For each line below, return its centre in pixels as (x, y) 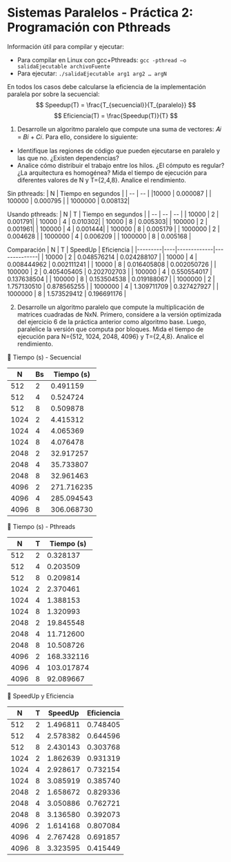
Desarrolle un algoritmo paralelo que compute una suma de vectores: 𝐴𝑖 (119, 129)
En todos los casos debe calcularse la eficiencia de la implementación (107, 86)
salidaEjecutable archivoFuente (63, 66)
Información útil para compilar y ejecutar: (66, 46)
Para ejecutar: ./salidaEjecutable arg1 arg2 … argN (92, 73)
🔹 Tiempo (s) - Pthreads (41, 526)
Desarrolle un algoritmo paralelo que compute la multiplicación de (111, 307)
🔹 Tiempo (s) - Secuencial (44, 357)
